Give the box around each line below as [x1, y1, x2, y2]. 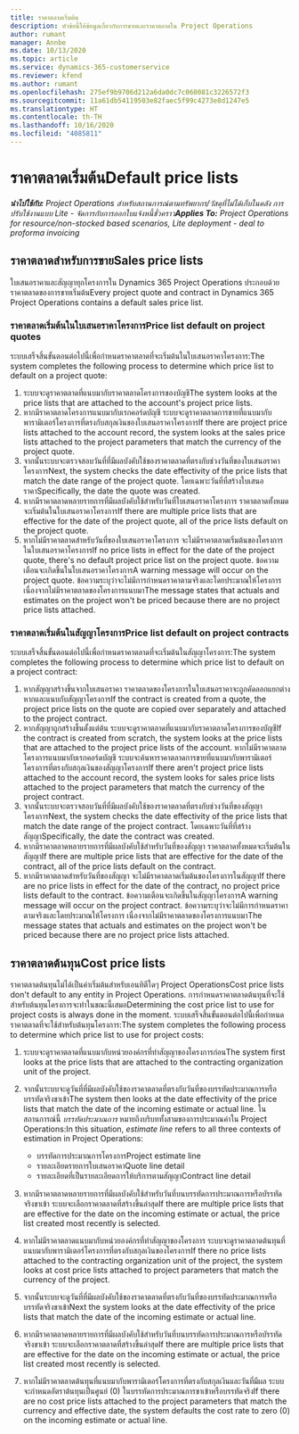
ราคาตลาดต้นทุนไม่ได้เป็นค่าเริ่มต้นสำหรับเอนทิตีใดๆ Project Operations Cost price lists [10, 979, 285, 991]
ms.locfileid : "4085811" [10, 129, 102, 138]
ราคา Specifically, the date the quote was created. [22, 485, 201, 496]
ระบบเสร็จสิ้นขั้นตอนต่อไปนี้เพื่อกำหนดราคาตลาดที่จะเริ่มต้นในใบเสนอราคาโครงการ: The [10, 350, 265, 361]
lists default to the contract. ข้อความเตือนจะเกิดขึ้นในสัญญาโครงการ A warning [22, 890, 279, 901]
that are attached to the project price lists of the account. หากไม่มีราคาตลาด [22, 742, 287, 753]
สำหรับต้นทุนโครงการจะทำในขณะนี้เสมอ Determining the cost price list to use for [10, 999, 275, 1010]
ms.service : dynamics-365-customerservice [10, 63, 170, 72]
